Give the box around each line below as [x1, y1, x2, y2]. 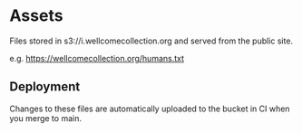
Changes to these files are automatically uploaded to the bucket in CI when [9, 103, 290, 114]
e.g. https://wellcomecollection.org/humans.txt [9, 52, 184, 63]
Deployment [9, 79, 81, 95]
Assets [9, 5, 63, 26]
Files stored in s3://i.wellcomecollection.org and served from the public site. [9, 35, 293, 46]
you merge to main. [9, 112, 82, 123]
